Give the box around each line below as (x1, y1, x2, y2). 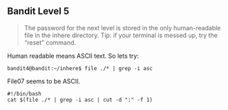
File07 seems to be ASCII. (7, 77, 81, 85)
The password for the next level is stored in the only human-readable (23, 23, 221, 32)
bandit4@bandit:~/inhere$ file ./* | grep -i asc (7, 65, 153, 71)
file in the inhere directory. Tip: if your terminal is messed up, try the (23, 31, 218, 39)
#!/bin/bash (7, 90, 41, 97)
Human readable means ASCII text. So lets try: (7, 52, 140, 60)
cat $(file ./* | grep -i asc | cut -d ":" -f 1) (7, 96, 153, 103)
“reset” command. (23, 38, 77, 47)
